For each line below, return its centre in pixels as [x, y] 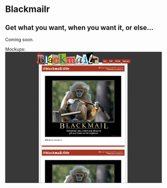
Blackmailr [28, 9]
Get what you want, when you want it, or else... [80, 28]
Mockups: [15, 49]
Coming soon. [19, 39]
